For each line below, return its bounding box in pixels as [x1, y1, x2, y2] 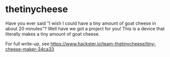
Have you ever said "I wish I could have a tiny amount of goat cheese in [5, 20, 156, 26]
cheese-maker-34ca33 [5, 46, 55, 52]
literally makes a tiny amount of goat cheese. [5, 31, 100, 37]
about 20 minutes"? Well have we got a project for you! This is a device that [5, 25, 165, 31]
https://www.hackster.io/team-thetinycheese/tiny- [50, 40, 156, 46]
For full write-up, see [5, 40, 50, 46]
